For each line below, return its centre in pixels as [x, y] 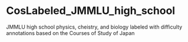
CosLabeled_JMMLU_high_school [91, 11]
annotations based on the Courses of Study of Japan [70, 33]
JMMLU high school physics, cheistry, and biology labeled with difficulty [94, 27]
